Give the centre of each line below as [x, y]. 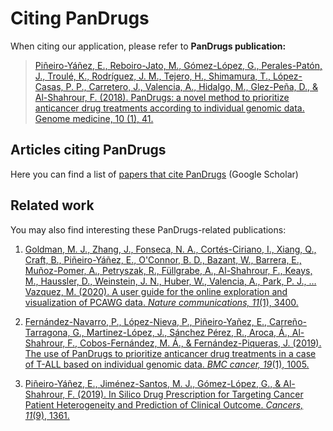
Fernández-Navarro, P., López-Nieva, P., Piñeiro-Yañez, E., [146, 321]
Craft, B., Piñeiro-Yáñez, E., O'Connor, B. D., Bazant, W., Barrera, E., [163, 259]
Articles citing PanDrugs [88, 150]
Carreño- [288, 321]
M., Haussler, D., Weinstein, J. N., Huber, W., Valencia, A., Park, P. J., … [170, 281]
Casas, [49, 86]
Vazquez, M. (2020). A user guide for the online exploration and [156, 291]
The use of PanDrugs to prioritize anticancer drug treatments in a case [170, 353]
